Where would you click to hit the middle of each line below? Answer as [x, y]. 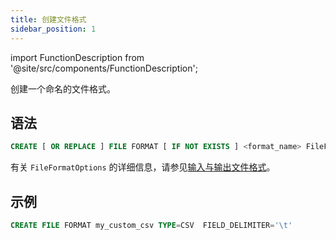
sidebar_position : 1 [53, 29]
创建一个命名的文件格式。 [63, 88]
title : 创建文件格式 [48, 19]
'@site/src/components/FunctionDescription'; [104, 68]
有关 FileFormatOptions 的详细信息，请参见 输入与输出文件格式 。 [143, 167]
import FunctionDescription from [77, 57]
